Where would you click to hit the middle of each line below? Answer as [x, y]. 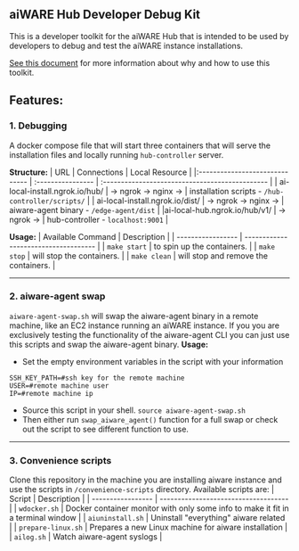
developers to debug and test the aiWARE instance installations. [126, 45]
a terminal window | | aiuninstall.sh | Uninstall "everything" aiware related [147, 518]
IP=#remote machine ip [51, 393]
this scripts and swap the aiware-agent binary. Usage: [109, 344]
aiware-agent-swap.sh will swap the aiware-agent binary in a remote [134, 316]
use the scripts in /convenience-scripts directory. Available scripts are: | [141, 489]
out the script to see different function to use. [105, 429]
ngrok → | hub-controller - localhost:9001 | [89, 219]
